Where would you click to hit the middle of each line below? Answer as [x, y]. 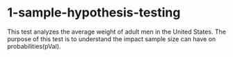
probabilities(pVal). [34, 46]
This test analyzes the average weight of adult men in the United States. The [116, 32]
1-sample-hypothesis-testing [94, 13]
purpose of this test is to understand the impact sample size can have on [112, 38]
